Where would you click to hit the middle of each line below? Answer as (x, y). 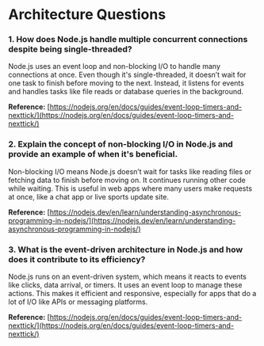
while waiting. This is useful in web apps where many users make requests (130, 188)
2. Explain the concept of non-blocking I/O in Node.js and (121, 144)
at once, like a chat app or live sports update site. (88, 196)
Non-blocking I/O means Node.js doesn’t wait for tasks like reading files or (130, 171)
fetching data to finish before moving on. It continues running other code (127, 180)
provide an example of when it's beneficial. (93, 154)
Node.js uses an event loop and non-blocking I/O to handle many (114, 67)
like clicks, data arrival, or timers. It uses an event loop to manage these (125, 285)
